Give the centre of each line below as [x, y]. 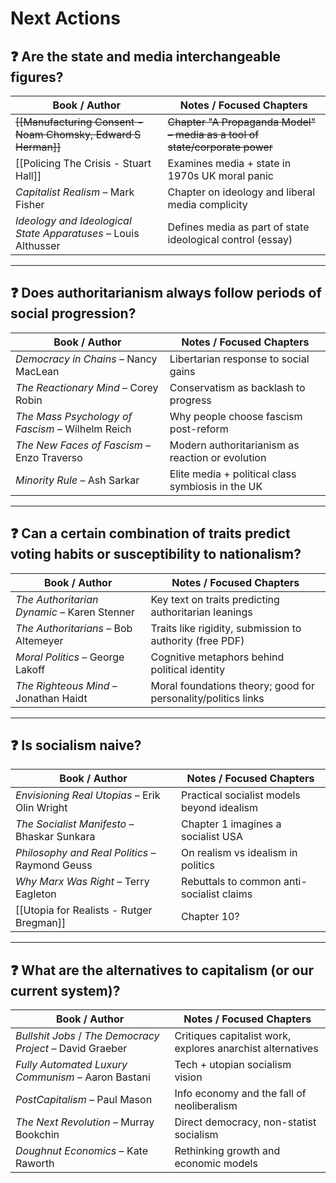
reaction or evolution [218, 457]
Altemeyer [39, 640]
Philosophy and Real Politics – [86, 853]
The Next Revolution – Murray [85, 1122]
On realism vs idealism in [239, 853]
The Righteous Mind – [66, 685]
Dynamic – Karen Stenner [75, 612]
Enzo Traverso [49, 457]
